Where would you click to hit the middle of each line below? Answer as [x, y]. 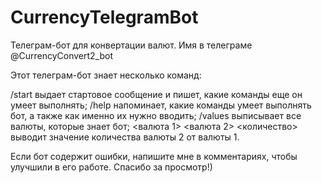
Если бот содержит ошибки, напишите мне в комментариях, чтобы [154, 156]
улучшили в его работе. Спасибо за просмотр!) [111, 167]
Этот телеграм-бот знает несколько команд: [106, 75]
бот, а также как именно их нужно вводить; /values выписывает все [156, 115]
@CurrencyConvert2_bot [62, 55]
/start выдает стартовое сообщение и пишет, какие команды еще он [156, 94]
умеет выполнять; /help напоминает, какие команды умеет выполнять [161, 105]
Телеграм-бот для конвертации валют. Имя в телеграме [131, 45]
